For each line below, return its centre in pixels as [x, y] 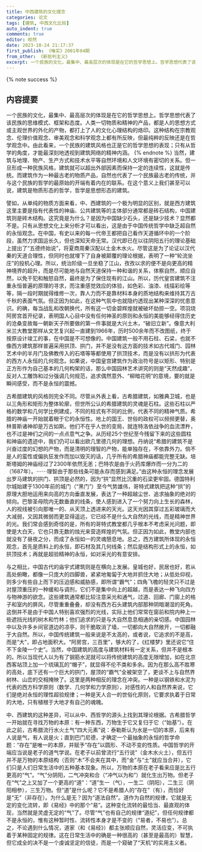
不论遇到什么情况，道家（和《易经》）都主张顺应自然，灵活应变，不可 [102, 828]
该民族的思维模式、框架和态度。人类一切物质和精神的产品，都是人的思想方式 [101, 123]
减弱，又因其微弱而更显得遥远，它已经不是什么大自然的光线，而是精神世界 [103, 516]
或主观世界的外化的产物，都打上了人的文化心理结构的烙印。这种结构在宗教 [98, 130]
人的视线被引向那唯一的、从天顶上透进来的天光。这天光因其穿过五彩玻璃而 [98, 509]
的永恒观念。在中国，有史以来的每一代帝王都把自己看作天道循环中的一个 [96, 233]
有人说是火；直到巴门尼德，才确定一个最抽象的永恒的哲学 [103, 738]
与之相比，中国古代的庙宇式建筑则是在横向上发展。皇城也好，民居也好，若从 [101, 567]
